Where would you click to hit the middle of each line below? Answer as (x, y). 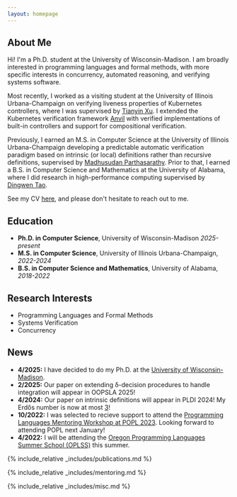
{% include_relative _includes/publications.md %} (80, 459)
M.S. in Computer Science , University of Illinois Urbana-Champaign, (118, 253)
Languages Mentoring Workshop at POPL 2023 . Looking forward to (116, 422)
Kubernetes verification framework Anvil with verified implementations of (114, 118)
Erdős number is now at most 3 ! (64, 407)
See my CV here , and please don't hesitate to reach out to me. (98, 199)
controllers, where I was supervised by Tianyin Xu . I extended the (103, 111)
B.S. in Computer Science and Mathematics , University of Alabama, (117, 268)
